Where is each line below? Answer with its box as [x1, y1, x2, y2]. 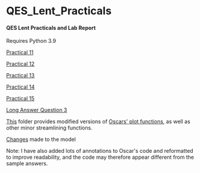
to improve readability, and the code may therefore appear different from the [6, 153, 194, 161]
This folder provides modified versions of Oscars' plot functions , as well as [6, 118, 190, 125]
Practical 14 [6, 83, 35, 90]
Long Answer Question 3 [6, 106, 67, 114]
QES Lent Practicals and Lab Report [6, 24, 96, 31]
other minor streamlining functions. [6, 124, 93, 131]
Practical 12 [6, 61, 35, 68]
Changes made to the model [6, 136, 76, 143]
